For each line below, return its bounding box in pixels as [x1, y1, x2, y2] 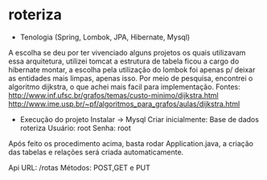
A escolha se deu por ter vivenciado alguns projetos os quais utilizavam [8, 47, 246, 57]
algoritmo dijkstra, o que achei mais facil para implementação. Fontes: [8, 82, 241, 92]
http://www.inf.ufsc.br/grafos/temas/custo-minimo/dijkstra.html [8, 90, 219, 100]
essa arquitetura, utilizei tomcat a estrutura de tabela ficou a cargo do [8, 56, 240, 66]
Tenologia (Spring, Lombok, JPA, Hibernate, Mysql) [19, 32, 191, 42]
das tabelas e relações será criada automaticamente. [8, 147, 184, 157]
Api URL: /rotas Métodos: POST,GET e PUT [8, 162, 151, 172]
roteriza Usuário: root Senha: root [19, 123, 131, 133]
